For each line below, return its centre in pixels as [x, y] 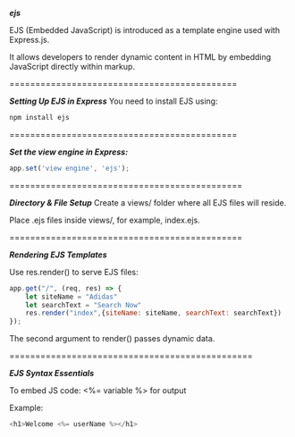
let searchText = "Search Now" [84, 305]
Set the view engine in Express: [69, 152]
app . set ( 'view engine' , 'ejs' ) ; [69, 168]
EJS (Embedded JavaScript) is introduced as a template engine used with [144, 30]
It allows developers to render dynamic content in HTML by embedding [140, 57]
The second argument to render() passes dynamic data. [112, 339]
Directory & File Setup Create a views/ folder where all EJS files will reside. [148, 202]
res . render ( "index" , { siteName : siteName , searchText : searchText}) [153, 313]
